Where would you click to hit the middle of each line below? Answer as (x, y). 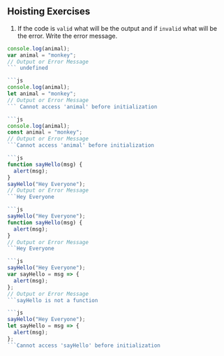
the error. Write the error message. (67, 36)
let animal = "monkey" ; (42, 94)
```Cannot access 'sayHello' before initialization (84, 346)
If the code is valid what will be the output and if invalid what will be (117, 28)
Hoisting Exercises (49, 12)
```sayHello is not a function (53, 300)
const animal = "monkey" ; (45, 132)
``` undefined (28, 68)
